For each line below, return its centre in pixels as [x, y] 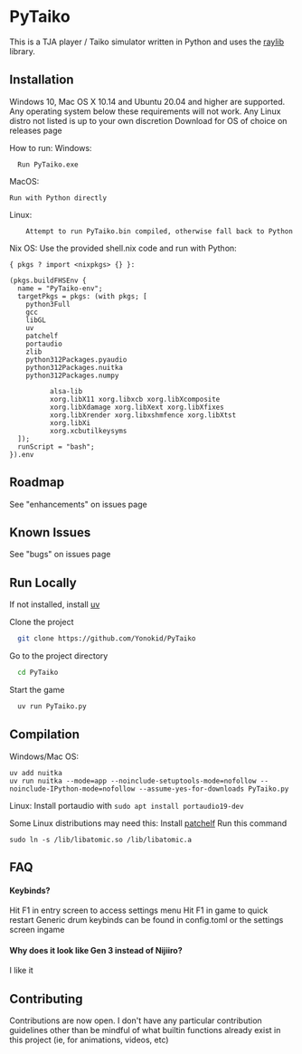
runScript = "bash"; [56, 446]
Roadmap [37, 483]
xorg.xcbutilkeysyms [88, 431]
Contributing [46, 998]
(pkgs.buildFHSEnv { [48, 280]
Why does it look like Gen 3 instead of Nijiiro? [96, 950]
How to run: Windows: [51, 147]
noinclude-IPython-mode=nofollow [72, 789]
